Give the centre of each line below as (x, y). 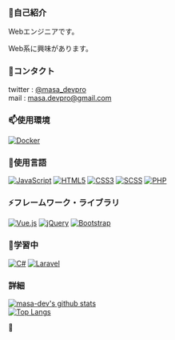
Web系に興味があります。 (51, 49)
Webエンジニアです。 (44, 32)
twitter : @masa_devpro (47, 89)
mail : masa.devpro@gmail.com (60, 98)
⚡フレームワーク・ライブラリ (64, 203)
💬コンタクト (32, 71)
